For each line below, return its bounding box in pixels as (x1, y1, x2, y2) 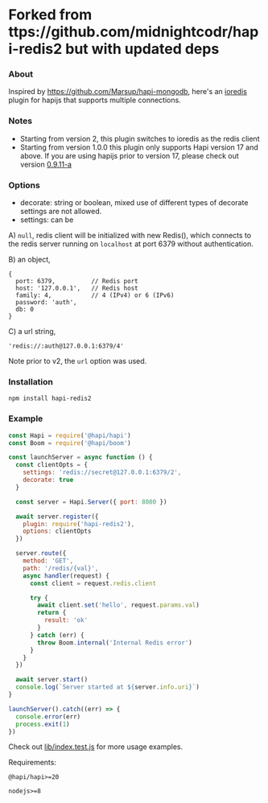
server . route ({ (15, 550, 67, 558)
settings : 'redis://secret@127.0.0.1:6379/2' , (23, 468, 182, 476)
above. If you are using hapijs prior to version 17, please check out (19, 150, 239, 160)
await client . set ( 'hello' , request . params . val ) (37, 601, 200, 609)
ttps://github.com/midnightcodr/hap (8, 23, 259, 41)
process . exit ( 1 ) (15, 720, 70, 728)
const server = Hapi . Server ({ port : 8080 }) (15, 497, 167, 506)
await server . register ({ (15, 513, 99, 521)
